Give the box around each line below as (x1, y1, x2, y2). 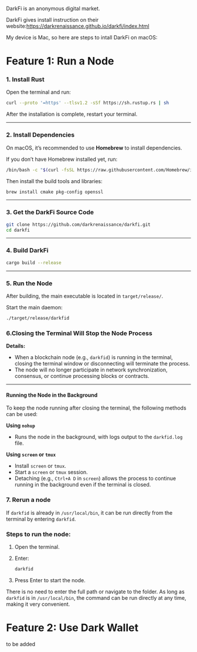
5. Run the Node (6, 279, 53, 287)
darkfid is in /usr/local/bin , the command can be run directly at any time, (6, 594, 186, 601)
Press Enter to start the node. (14, 576, 86, 583)
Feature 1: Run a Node (6, 55, 114, 68)
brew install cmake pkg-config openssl (6, 189, 104, 195)
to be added (6, 640, 36, 647)
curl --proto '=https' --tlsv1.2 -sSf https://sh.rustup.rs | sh (6, 100, 169, 106)
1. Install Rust (6, 76, 45, 84)
